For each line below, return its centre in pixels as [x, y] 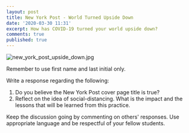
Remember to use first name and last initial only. [66, 69]
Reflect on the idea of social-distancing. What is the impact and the [99, 99]
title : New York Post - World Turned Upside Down [70, 18]
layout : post [23, 12]
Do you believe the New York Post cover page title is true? [87, 92]
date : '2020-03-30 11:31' [39, 23]
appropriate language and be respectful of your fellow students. [86, 123]
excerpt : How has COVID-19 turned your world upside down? [82, 29]
